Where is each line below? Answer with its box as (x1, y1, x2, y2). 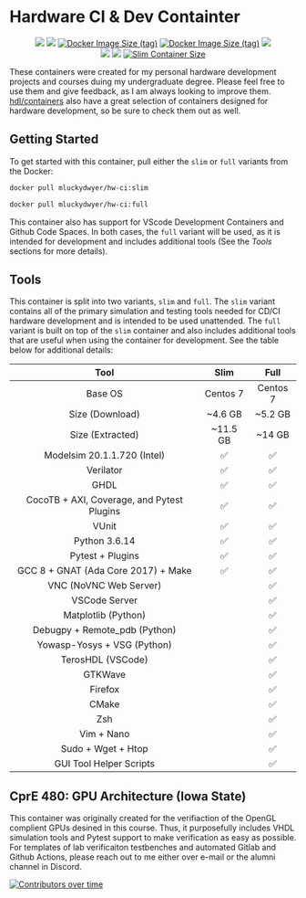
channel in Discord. (9, 861, 82, 872)
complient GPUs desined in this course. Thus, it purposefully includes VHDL (9, 822, 295, 833)
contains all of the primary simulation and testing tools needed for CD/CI (9, 306, 280, 317)
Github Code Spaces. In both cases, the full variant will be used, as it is (9, 226, 280, 237)
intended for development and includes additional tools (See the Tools (9, 236, 273, 247)
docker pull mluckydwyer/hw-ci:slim (9, 183, 148, 193)
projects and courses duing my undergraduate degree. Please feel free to (9, 76, 285, 87)
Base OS (86, 387, 123, 400)
